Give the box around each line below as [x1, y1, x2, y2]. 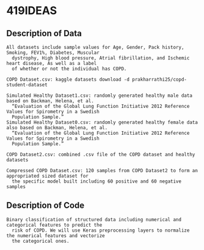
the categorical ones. [12, 238, 70, 244]
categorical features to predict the [6, 222, 103, 228]
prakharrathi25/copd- [132, 77, 188, 83]
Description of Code [6, 200, 85, 211]
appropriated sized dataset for [6, 173, 89, 179]
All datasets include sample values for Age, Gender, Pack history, [6, 44, 184, 50]
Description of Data [6, 28, 82, 39]
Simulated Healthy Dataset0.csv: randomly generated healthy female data [6, 119, 199, 126]
